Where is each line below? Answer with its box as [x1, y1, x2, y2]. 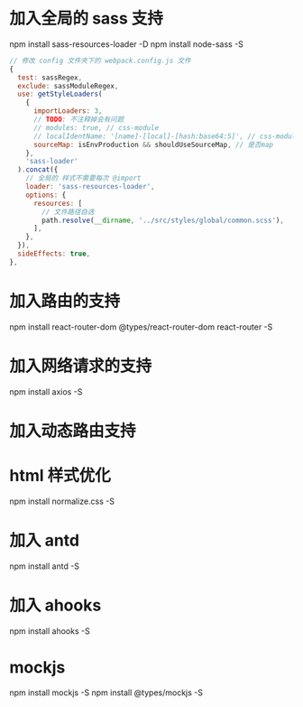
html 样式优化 [9, 466, 111, 486]
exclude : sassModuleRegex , [17, 81, 119, 90]
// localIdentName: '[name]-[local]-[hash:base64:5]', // [32, 132, 256, 141]
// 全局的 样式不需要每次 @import [25, 173, 142, 183]
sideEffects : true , [17, 249, 91, 258]
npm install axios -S [9, 386, 83, 397]
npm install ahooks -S [9, 625, 90, 637]
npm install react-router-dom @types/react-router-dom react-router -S [9, 321, 273, 332]
